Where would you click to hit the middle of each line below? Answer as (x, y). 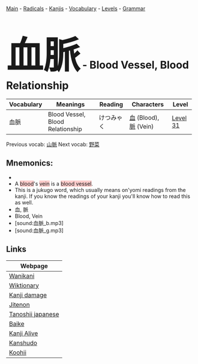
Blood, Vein (29, 216)
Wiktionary (24, 285)
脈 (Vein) (142, 126)
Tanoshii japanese (34, 314)
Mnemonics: (30, 163)
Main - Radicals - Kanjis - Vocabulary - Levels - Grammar (76, 9)
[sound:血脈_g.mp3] (39, 230)
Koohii (18, 352)
